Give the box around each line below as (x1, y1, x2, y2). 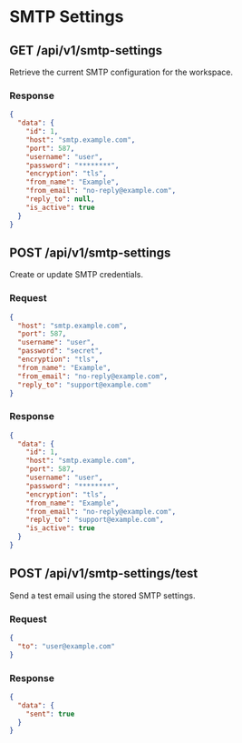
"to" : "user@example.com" (17, 641, 116, 651)
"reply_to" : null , (25, 195, 95, 204)
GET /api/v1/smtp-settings (9, 43, 163, 58)
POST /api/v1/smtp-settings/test (9, 566, 198, 581)
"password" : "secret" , (17, 346, 103, 356)
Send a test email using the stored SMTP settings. (9, 589, 196, 601)
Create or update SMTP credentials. (9, 269, 143, 280)
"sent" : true (25, 709, 75, 718)
